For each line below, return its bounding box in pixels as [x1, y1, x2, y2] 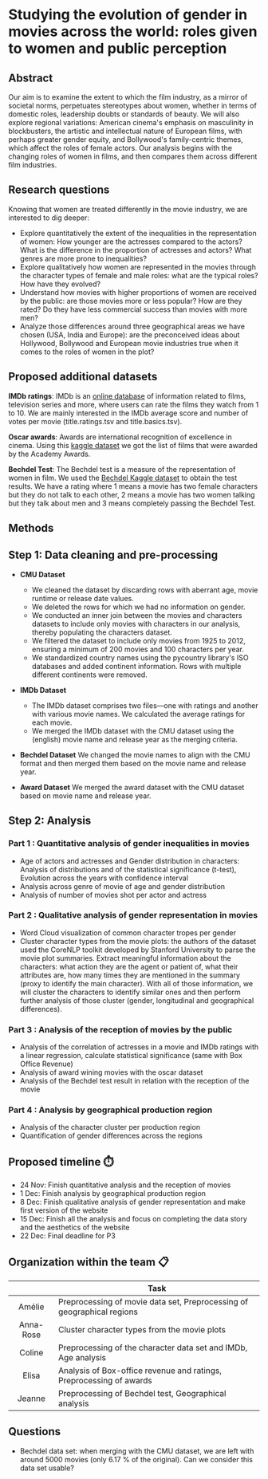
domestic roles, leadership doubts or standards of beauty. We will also [8, 109, 240, 119]
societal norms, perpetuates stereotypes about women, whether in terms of [8, 101, 257, 110]
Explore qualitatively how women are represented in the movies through [19, 262, 257, 272]
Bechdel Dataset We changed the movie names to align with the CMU [19, 749, 250, 759]
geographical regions [58, 1306, 138, 1317]
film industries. [8, 160, 57, 169]
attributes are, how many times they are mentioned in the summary [19, 970, 241, 980]
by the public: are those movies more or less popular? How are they [19, 296, 242, 305]
